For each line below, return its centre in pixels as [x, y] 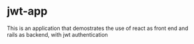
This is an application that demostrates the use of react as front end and [98, 28]
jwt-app [27, 11]
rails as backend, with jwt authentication [58, 34]
